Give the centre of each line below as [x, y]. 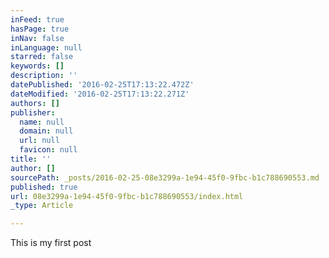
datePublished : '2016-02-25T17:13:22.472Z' [102, 85]
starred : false [42, 57]
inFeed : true [37, 19]
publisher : [33, 112]
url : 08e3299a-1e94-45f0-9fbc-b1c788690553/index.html [127, 196]
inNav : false [37, 38]
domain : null [46, 131]
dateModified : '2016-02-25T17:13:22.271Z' [100, 94]
